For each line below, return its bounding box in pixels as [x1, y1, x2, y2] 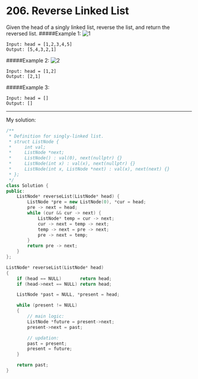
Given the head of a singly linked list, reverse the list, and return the [6, 24, 170, 31]
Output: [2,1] [6, 73, 41, 79]
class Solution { [6, 182, 49, 188]
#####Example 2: [6, 57, 50, 64]
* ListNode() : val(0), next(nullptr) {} [8, 155, 123, 161]
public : [6, 188, 25, 194]
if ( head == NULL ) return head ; [16, 276, 112, 282]
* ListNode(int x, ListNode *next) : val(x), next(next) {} [8, 166, 170, 172]
